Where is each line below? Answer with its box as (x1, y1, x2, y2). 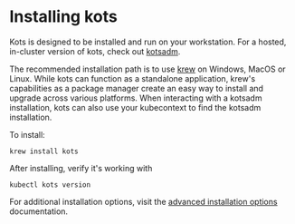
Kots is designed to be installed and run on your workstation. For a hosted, (9, 36, 287, 47)
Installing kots (9, 6, 118, 27)
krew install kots (9, 147, 79, 156)
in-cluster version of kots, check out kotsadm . (9, 45, 181, 56)
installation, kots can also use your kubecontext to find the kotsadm (9, 102, 262, 112)
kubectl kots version (9, 180, 91, 190)
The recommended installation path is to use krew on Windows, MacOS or (9, 63, 287, 74)
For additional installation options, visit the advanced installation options (9, 196, 278, 207)
